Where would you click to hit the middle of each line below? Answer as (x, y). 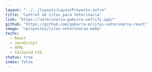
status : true (19, 57)
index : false (19, 62)
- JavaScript (24, 43)
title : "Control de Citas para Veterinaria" (53, 15)
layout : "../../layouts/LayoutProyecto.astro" (56, 10)
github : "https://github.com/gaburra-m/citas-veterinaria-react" (76, 24)
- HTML (17, 48)
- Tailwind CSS (26, 52)
